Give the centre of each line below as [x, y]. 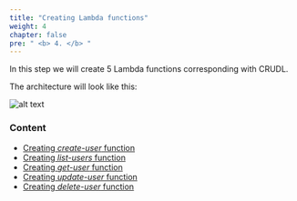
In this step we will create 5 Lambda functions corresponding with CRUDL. [149, 69]
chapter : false [38, 35]
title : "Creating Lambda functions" [79, 18]
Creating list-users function [74, 157]
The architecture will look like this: [73, 86]
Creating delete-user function [78, 186]
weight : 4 [28, 26]
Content [28, 128]
